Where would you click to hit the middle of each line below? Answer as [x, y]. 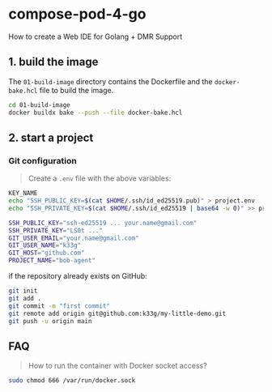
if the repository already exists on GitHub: [78, 276]
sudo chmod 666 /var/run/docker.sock [72, 381]
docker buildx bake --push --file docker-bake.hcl [96, 113]
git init [23, 291]
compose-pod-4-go [77, 14]
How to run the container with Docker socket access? [118, 366]
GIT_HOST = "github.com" [47, 253]
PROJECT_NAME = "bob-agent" [52, 261]
